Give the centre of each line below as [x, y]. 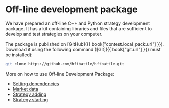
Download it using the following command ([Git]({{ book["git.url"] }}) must [83, 49]
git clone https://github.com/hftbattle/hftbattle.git [65, 64]
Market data [25, 89]
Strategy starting [30, 99]
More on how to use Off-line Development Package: [60, 74]
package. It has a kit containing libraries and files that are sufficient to [79, 28]
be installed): [19, 55]
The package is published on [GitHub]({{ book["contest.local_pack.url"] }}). [85, 44]
